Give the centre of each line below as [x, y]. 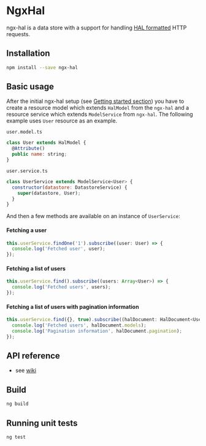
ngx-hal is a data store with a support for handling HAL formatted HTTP [97, 28]
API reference [33, 356]
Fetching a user [27, 230]
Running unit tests [42, 423]
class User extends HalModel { [46, 143]
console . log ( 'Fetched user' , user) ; [59, 249]
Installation [28, 54]
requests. [18, 34]
